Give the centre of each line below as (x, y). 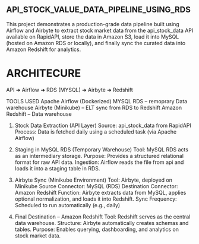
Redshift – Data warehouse (39, 114)
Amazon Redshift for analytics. (44, 49)
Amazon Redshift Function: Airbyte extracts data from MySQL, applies (100, 192)
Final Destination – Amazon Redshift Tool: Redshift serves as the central (102, 217)
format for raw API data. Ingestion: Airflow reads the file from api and (99, 162)
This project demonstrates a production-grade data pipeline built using (93, 24)
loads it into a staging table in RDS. (57, 168)
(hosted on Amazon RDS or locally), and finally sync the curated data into (96, 43)
